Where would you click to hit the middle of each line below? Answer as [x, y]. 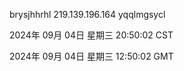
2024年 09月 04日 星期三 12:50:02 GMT [91, 56]
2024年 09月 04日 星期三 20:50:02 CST [91, 35]
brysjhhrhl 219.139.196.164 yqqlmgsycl [87, 14]
